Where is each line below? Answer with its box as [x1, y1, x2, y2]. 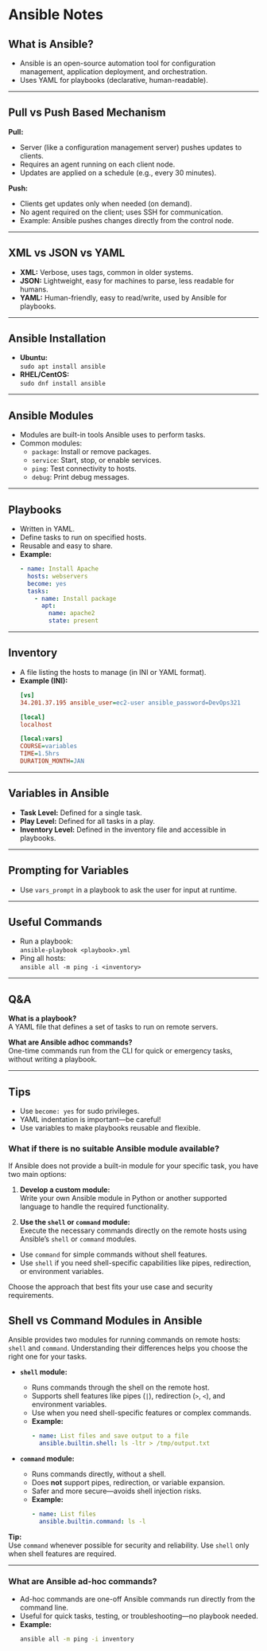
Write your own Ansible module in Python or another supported [19, 1194, 227, 1203]
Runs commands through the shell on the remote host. [31, 1382, 210, 1392]
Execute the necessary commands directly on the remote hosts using [19, 1226, 247, 1236]
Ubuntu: [19, 353, 48, 363]
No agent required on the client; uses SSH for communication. [19, 207, 224, 217]
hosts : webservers [27, 572, 88, 580]
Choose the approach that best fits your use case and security [8, 1282, 213, 1292]
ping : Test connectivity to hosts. [31, 464, 137, 473]
